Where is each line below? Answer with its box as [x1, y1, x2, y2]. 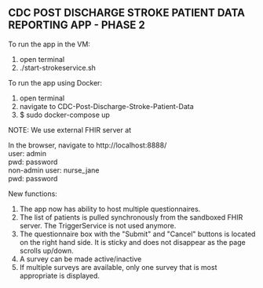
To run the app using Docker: [8, 78, 103, 87]
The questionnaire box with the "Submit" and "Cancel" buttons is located [19, 229, 256, 239]
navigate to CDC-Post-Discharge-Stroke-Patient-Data [19, 101, 194, 111]
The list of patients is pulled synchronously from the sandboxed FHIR [19, 212, 243, 222]
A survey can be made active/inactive [19, 254, 142, 264]
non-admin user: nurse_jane [8, 165, 100, 175]
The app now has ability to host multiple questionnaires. [19, 204, 201, 213]
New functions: [8, 188, 57, 199]
